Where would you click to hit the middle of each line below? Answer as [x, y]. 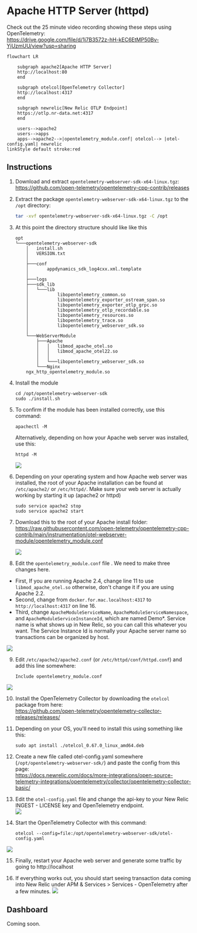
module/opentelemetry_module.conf [59, 541]
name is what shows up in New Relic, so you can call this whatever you [101, 624]
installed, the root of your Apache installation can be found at [89, 483]
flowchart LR [23, 56]
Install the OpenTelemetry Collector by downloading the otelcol [92, 698]
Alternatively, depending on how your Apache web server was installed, [102, 437]
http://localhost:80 [42, 72]
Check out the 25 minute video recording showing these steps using [89, 27]
